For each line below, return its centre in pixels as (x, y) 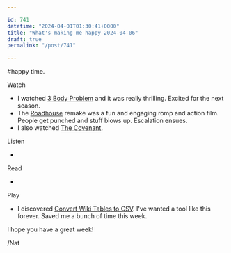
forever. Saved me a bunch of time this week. (82, 216)
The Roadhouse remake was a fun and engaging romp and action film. (118, 113)
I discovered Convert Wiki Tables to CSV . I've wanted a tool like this (114, 209)
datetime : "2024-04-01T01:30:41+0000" (63, 26)
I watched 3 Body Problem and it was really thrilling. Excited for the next (120, 99)
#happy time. (26, 72)
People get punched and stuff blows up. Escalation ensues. (102, 121)
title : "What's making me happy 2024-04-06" (73, 33)
